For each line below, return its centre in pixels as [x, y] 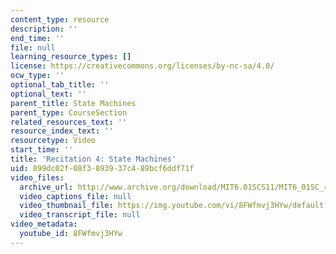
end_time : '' [37, 38]
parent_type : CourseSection [69, 112]
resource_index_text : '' [62, 131]
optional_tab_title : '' [60, 85]
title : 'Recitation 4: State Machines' [93, 159]
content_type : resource [60, 19]
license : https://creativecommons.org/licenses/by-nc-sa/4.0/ [142, 66]
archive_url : [46, 187]
